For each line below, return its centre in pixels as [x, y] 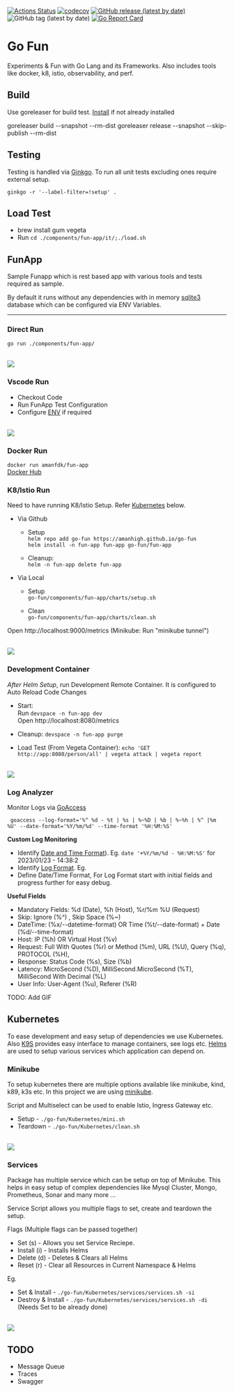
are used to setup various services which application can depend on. [106, 1051]
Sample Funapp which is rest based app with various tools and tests [105, 277]
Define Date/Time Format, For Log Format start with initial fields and [115, 875]
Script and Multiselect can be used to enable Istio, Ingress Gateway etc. [110, 1105]
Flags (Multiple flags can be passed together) [72, 1229]
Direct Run [25, 330]
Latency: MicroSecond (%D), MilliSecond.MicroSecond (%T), [105, 969]
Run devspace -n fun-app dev [60, 713]
